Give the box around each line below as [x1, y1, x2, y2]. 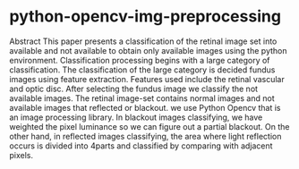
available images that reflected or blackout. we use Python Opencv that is [9, 102, 281, 113]
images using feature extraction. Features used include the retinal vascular [9, 73, 285, 84]
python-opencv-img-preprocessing [9, 6, 282, 27]
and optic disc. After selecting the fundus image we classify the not [9, 83, 258, 94]
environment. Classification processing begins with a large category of [9, 55, 270, 65]
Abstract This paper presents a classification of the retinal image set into [9, 36, 278, 46]
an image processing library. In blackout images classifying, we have [9, 112, 263, 123]
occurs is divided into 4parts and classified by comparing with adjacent [9, 140, 273, 151]
